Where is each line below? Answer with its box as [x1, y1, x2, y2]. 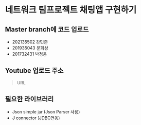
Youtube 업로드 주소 [5, 66, 64, 75]
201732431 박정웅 [12, 51, 47, 57]
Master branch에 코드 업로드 [5, 25, 89, 33]
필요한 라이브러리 [5, 95, 54, 103]
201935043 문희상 [12, 45, 49, 51]
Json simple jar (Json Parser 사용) [12, 109, 80, 114]
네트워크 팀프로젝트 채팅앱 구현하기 [5, 4, 137, 16]
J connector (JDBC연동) [12, 115, 60, 121]
